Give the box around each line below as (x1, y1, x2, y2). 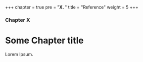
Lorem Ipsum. (5, 51, 34, 57)
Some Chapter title (5, 35, 84, 46)
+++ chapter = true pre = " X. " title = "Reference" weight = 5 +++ (5, 4, 139, 10)
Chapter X (5, 16, 31, 23)
